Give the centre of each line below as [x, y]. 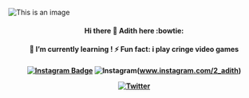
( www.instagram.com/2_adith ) [189, 70]
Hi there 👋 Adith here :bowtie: [134, 30]
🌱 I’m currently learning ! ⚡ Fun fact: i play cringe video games [134, 49]
